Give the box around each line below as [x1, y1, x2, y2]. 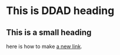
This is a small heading [6, 27, 92, 37]
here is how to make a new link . [6, 43, 82, 50]
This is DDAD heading [6, 4, 115, 18]
